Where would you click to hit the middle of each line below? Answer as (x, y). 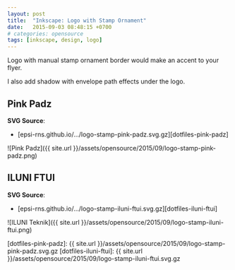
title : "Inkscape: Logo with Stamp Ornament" (77, 20)
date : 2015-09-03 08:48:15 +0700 (60, 27)
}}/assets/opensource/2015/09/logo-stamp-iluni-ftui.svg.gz (94, 258)
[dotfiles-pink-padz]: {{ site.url (52, 243)
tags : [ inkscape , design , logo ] (55, 40)
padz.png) (22, 155)
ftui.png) (20, 230)
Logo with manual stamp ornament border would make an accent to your (113, 60)
